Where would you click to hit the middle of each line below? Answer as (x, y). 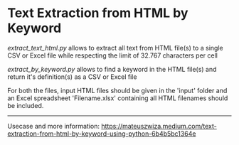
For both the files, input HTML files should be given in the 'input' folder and (117, 90)
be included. (26, 105)
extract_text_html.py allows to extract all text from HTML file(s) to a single (115, 48)
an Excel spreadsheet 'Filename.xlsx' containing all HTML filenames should (118, 98)
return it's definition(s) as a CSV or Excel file (72, 77)
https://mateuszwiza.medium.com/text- (159, 126)
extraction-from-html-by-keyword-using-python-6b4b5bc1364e (102, 134)
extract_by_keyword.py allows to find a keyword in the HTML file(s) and (112, 69)
